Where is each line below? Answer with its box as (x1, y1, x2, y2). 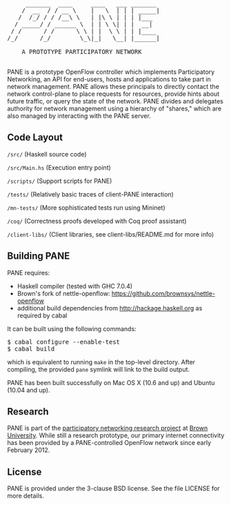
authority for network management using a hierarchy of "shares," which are (7, 104, 222, 112)
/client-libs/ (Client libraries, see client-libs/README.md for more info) (7, 230, 214, 238)
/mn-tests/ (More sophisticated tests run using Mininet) (7, 204, 165, 212)
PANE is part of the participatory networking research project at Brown (7, 424, 208, 433)
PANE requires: (7, 268, 50, 277)
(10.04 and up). (7, 386, 50, 394)
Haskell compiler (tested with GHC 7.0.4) (17, 281, 133, 290)
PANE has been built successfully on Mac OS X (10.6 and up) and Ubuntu (7, 378, 215, 386)
